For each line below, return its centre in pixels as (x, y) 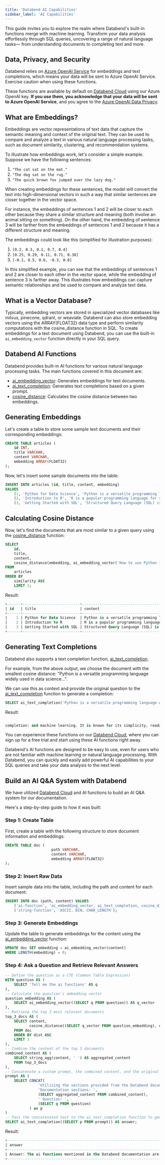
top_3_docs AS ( (22, 1017)
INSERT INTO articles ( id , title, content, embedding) (62, 484)
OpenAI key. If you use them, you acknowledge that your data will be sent (81, 97)
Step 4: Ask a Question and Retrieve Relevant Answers (72, 965)
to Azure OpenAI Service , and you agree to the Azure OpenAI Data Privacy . (82, 102)
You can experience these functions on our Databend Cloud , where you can (82, 735)
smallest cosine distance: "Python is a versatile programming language (77, 674)
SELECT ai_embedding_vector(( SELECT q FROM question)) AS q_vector (84, 1003)
